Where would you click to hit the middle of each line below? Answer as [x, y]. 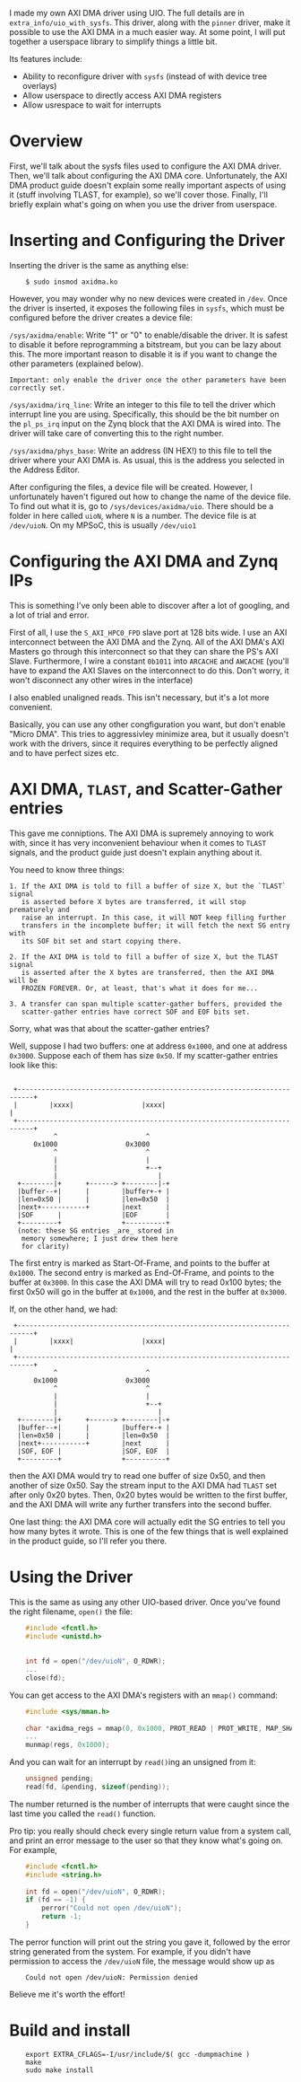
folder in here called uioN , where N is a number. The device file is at [133, 515]
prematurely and [39, 909]
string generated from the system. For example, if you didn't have [130, 1951]
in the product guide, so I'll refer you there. [88, 1541]
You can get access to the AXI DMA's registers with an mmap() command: [143, 1695]
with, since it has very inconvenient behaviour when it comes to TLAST [138, 842]
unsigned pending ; [60, 1779]
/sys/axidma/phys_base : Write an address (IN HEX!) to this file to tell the [141, 450]
